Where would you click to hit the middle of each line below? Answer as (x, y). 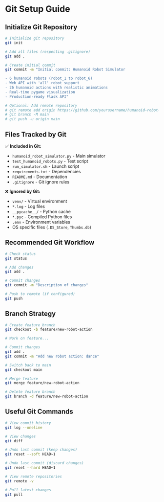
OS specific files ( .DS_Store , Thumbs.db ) (51, 227)
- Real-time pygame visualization (40, 92)
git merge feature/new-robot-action (42, 383)
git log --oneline (24, 427)
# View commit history (28, 423)
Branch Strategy (31, 314)
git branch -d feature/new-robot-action (47, 397)
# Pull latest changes (28, 490)
